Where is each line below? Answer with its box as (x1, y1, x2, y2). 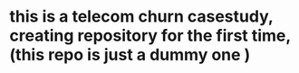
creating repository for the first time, (9, 25, 292, 46)
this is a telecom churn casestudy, (9, 6, 274, 27)
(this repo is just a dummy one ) (9, 45, 251, 65)
